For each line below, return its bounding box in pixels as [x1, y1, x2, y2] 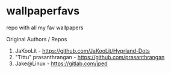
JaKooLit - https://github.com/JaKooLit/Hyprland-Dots [14, 47, 151, 54]
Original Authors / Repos [6, 35, 67, 42]
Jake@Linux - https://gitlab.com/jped [14, 60, 108, 67]
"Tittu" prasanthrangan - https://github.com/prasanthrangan [14, 53, 165, 60]
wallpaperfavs [6, 4, 80, 18]
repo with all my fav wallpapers [6, 24, 84, 31]
